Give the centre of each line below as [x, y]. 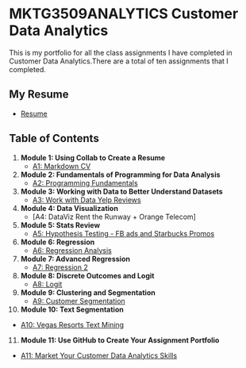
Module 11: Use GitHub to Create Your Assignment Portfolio [120, 340]
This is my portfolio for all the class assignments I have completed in [121, 52]
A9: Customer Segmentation [79, 301]
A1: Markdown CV [61, 166]
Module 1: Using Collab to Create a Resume [93, 157]
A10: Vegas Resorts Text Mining [72, 324]
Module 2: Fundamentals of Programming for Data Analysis [120, 174]
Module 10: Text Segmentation [72, 309]
